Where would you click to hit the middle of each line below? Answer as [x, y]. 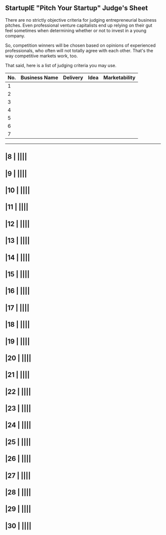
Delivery [73, 77]
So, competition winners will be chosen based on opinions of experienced [81, 45]
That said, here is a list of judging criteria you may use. [61, 65]
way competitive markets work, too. [41, 56]
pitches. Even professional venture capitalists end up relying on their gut [79, 25]
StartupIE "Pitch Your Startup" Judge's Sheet [77, 8]
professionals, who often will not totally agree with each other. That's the [79, 50]
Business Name [39, 77]
